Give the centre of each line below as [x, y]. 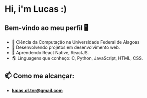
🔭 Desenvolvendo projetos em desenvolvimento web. [66, 47]
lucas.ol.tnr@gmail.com [37, 90]
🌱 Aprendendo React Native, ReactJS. [50, 52]
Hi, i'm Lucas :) [36, 9]
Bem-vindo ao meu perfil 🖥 [46, 28]
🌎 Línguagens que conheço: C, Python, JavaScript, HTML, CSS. [77, 58]
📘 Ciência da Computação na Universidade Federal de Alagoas [76, 42]
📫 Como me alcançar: [39, 76]
